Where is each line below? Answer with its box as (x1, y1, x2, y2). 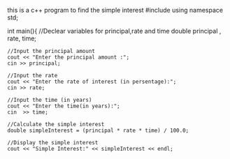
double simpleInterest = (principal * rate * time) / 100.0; (7, 127, 189, 134)
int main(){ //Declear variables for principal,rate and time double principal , (7, 27, 222, 35)
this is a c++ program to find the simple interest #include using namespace (7, 6, 224, 14)
